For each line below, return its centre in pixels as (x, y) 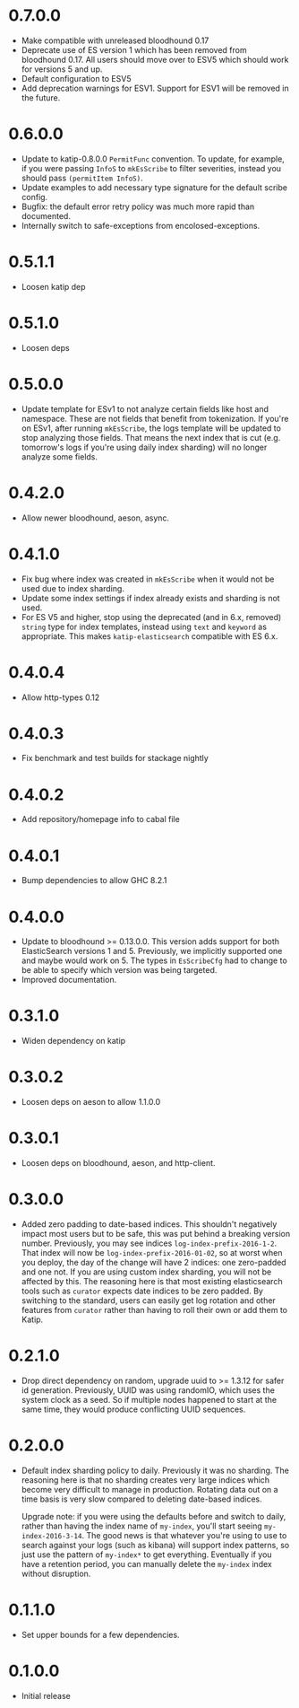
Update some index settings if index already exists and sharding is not (150, 598)
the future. (41, 97)
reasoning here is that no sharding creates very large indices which (145, 1480)
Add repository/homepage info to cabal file (100, 819)
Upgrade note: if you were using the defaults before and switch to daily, (154, 1516)
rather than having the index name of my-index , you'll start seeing (142, 1526)
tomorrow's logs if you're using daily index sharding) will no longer (144, 447)
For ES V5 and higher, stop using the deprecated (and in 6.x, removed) (151, 617)
